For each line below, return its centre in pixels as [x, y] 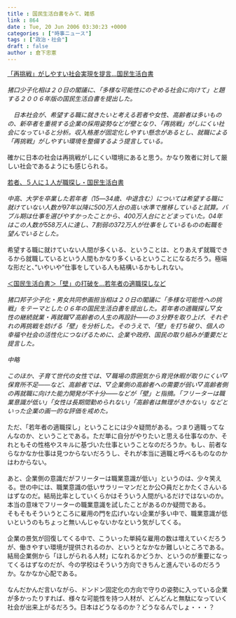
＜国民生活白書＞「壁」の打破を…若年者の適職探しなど [87, 283]
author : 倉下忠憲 [32, 53]
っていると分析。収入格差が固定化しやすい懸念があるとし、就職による [126, 132]
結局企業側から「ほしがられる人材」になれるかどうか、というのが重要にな [114, 556]
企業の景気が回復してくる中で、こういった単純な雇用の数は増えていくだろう [117, 538]
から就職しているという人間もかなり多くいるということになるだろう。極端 [120, 258]
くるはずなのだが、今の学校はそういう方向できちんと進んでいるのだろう [117, 564]
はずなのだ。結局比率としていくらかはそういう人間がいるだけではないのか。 [117, 495]
